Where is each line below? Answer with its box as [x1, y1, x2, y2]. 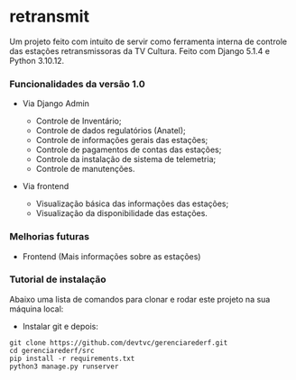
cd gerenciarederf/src [9, 346, 95, 355]
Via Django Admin [22, 98, 90, 109]
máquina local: [9, 303, 64, 314]
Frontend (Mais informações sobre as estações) [22, 250, 201, 262]
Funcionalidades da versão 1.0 [9, 77, 146, 90]
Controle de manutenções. [35, 164, 135, 175]
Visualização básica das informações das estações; [35, 198, 229, 209]
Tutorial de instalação [9, 273, 106, 285]
